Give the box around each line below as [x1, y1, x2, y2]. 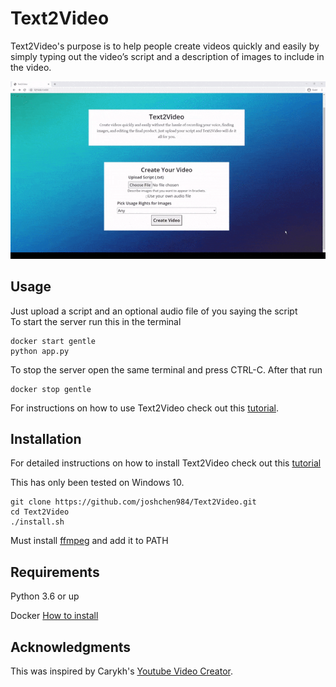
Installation [10, 431, 82, 448]
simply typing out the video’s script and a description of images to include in [10, 50, 325, 62]
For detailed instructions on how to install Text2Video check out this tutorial [10, 457, 322, 469]
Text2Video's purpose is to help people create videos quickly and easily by [10, 40, 320, 52]
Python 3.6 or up [10, 590, 80, 602]
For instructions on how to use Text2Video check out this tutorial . [10, 402, 279, 414]
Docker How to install [10, 610, 99, 622]
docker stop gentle [10, 384, 92, 394]
